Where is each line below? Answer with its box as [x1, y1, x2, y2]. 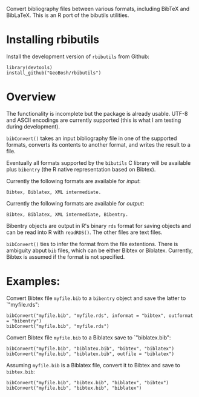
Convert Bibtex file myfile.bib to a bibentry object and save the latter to [6, 294, 186, 302]
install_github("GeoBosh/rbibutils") [6, 70, 102, 76]
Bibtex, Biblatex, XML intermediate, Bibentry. [6, 212, 129, 218]
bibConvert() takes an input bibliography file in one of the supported [6, 135, 177, 142]
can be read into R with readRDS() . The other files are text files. [6, 229, 163, 236]
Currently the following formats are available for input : [6, 177, 141, 184]
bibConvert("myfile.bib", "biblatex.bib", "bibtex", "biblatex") [6, 345, 174, 352]
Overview [6, 90, 56, 104]
